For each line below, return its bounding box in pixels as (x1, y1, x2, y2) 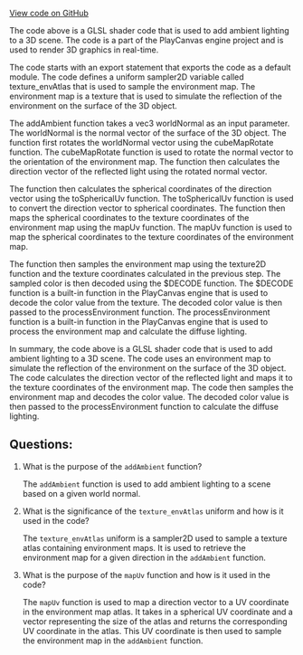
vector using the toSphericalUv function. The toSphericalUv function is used (9, 194, 294, 204)
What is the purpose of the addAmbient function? (22, 460, 203, 471)
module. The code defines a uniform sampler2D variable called (9, 71, 244, 82)
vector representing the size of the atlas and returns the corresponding (22, 615, 288, 627)
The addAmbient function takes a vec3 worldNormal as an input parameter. (9, 118, 290, 128)
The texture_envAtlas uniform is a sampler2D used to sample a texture (22, 533, 288, 544)
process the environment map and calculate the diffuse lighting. (9, 326, 247, 337)
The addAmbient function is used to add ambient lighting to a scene (22, 479, 271, 489)
